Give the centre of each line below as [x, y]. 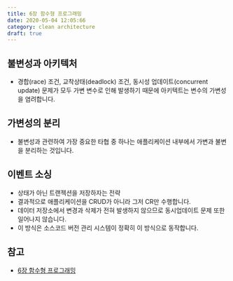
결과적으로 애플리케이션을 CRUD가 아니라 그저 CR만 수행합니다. [104, 201]
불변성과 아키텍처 [42, 63]
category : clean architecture [51, 27]
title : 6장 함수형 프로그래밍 [45, 14]
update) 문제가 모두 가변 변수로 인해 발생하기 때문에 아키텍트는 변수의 [112, 90]
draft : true [24, 33]
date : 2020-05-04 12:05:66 [47, 20]
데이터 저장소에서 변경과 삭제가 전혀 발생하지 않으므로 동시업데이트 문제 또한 [121, 210]
